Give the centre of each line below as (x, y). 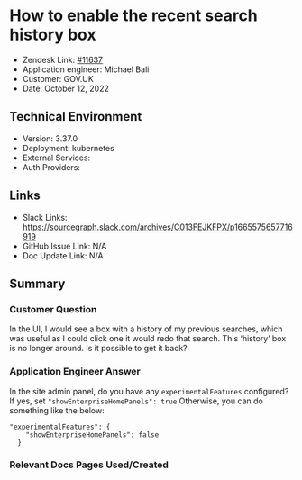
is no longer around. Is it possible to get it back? (98, 349)
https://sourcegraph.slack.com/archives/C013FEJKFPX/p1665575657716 (157, 227)
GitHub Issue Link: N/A (64, 246)
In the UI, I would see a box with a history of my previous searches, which (146, 329)
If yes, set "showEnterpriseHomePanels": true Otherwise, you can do (136, 401)
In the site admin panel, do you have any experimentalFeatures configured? (149, 391)
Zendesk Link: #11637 (63, 59)
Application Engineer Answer (75, 372)
